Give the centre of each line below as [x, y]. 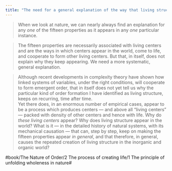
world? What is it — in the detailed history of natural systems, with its [91, 126]
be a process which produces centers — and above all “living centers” [92, 109]
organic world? [34, 147]
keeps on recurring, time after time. [55, 99]
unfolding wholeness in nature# [39, 163]
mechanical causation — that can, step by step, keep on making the [89, 131]
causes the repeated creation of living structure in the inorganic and [89, 142]
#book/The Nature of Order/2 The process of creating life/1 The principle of [85, 157]
